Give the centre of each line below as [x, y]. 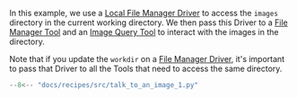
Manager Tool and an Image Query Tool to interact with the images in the [144, 32]
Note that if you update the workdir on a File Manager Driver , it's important [147, 59]
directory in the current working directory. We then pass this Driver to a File [149, 22]
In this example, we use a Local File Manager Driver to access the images [144, 13]
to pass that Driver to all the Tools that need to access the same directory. [146, 68]
